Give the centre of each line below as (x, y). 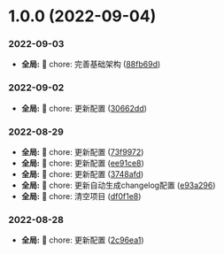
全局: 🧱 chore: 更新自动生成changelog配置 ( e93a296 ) (118, 185)
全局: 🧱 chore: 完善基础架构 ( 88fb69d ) (91, 65)
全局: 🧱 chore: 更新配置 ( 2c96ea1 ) (82, 240)
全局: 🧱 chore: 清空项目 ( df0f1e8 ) (81, 196)
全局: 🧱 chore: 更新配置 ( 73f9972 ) (82, 152)
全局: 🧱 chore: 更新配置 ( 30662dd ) (84, 108)
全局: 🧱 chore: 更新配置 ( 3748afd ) (82, 174)
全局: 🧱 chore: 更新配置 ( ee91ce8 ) (83, 163)
